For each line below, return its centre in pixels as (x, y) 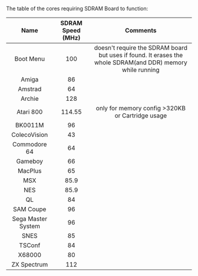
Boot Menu (30, 59)
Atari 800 (30, 112)
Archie (29, 98)
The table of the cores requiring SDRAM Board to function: (77, 9)
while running (141, 70)
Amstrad (29, 89)
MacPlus (29, 171)
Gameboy (29, 161)
